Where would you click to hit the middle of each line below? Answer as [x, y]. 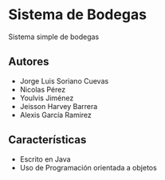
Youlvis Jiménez [47, 98]
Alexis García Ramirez [55, 115]
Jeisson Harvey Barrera [59, 106]
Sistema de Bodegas [78, 15]
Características [47, 140]
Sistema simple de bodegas [54, 37]
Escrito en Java [45, 159]
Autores [29, 62]
